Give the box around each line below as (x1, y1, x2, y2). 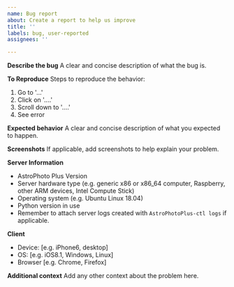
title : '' (7, 23, 36, 30)
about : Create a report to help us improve (7, 17, 136, 24)
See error (17, 111, 45, 119)
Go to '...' (17, 88, 43, 97)
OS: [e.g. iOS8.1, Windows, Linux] (17, 251, 114, 259)
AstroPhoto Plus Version (17, 172, 88, 180)
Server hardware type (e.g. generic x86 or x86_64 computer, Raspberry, (17, 179, 226, 188)
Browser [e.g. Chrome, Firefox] (17, 258, 107, 267)
